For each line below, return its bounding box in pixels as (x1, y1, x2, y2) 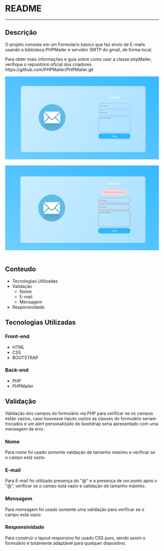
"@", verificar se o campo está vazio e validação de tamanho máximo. (5, 483, 146, 489)
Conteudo (5, 265, 36, 273)
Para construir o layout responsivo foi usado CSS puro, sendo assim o (5, 535, 146, 541)
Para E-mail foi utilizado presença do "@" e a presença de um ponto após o (5, 478, 157, 484)
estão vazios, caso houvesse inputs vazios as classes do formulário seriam (5, 415, 156, 421)
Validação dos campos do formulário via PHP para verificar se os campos (5, 410, 153, 416)
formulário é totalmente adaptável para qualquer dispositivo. (5, 540, 126, 546)
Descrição (5, 28, 37, 37)
